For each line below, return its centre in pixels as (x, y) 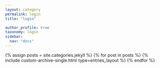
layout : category (23, 10)
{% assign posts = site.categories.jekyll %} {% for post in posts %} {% (77, 55)
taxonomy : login (22, 32)
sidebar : (14, 37)
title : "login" (21, 19)
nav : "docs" (22, 41)
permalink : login (23, 14)
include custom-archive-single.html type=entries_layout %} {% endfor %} (80, 60)
